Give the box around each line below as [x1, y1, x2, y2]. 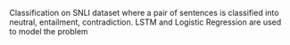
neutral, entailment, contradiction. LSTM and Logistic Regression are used [9, 17, 282, 27]
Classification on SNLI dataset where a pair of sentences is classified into [9, 8, 279, 18]
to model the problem [9, 26, 88, 36]
